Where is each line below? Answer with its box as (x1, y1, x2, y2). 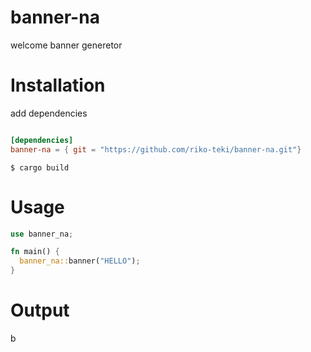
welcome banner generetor (10, 39, 123, 51)
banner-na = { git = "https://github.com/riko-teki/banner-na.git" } (10, 144, 302, 155)
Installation (10, 74, 106, 97)
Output (10, 299, 70, 322)
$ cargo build (10, 162, 70, 173)
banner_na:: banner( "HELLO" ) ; (19, 256, 141, 266)
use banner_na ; (10, 229, 74, 239)
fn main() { (10, 247, 60, 257)
